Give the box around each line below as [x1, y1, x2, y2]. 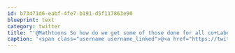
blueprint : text [7, 17, 55, 23]
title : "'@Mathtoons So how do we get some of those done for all [7, 29, 205, 36]
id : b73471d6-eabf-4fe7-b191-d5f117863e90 [7, 10, 133, 17]
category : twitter [7, 23, 61, 30]
